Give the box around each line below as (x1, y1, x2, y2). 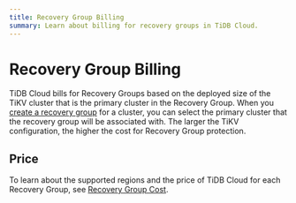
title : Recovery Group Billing (9, 12, 125, 22)
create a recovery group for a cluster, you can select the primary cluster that (9, 107, 287, 117)
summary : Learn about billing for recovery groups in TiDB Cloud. (9, 21, 259, 30)
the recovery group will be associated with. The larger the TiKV (9, 117, 239, 127)
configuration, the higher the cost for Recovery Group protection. (9, 125, 247, 137)
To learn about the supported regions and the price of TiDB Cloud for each (9, 175, 281, 185)
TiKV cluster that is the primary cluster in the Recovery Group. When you (9, 98, 274, 109)
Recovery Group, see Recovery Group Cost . (9, 184, 169, 195)
